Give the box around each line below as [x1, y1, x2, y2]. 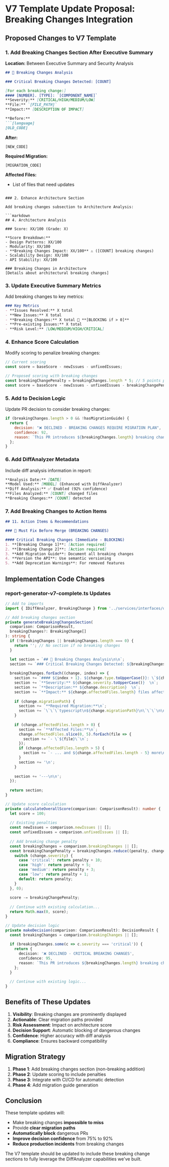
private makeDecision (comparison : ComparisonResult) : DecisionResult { [5, 927, 158, 933]
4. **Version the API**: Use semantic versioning [5, 556, 112, 561]
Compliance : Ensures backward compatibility [12, 1038, 107, 1044]
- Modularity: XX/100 [5, 244, 51, 249]
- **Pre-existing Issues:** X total [5, 322, 82, 327]
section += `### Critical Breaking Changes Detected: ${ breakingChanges [10, 662, 165, 667]
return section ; [10, 788, 44, 793]
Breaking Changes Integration [5, 14, 133, 25]
